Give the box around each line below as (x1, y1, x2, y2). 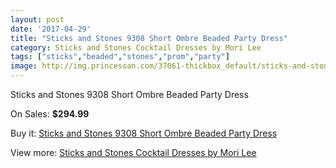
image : (10, 61, 38, 71)
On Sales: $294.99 (10, 108, 90, 120)
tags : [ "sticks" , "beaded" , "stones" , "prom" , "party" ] (10, 52, 230, 62)
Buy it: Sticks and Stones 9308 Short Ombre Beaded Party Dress (10, 127, 278, 139)
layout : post (10, 14, 65, 25)
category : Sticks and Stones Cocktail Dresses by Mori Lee (10, 42, 262, 53)
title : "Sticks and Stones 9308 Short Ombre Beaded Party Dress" (10, 33, 288, 43)
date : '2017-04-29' (10, 24, 92, 34)
